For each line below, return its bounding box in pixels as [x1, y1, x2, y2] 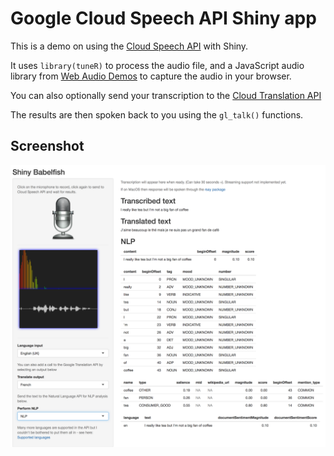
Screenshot [10, 138, 85, 155]
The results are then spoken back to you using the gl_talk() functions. [10, 108, 304, 121]
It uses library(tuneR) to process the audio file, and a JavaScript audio [10, 59, 305, 71]
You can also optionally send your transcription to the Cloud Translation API [10, 89, 322, 101]
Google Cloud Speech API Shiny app [10, 7, 317, 30]
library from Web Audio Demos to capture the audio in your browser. [10, 70, 292, 82]
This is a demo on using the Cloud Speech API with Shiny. [10, 40, 249, 52]
